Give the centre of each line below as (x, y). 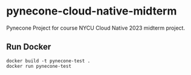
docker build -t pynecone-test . (48, 61)
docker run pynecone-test (39, 66)
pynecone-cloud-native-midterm (92, 11)
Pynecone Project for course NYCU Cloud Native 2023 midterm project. (96, 28)
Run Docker (29, 47)
